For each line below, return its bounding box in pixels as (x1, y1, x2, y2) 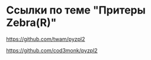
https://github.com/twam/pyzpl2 (6, 35, 85, 42)
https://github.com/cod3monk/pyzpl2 (6, 46, 98, 54)
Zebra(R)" (6, 16, 57, 29)
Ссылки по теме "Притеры (6, 4, 146, 17)
